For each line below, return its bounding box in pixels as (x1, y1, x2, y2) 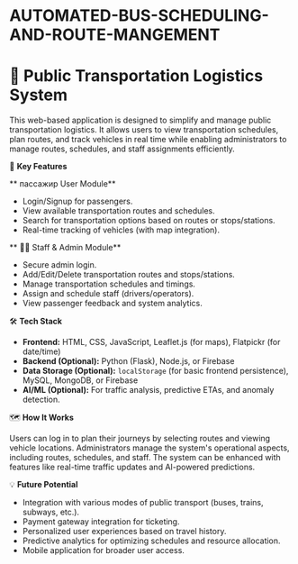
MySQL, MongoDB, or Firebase (22, 375, 139, 386)
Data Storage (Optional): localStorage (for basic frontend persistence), (22, 366, 289, 377)
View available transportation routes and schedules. (22, 205, 216, 216)
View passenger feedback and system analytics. (22, 298, 203, 309)
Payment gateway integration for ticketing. (22, 516, 180, 527)
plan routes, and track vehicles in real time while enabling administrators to (9, 134, 287, 145)
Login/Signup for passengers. (22, 196, 133, 207)
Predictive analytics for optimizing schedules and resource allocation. (22, 535, 281, 546)
